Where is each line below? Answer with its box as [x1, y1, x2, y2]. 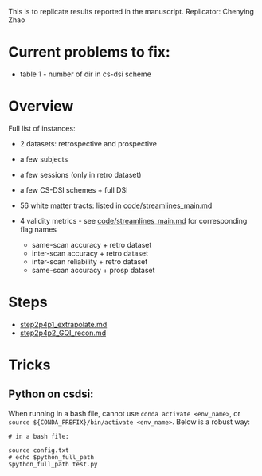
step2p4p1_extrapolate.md [19, 319, 108, 329]
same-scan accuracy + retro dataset [31, 240, 152, 249]
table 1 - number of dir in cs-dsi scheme [19, 69, 151, 79]
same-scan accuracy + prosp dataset [31, 265, 155, 275]
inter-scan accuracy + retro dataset [31, 248, 149, 258]
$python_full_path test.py [8, 460, 98, 468]
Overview [8, 97, 74, 115]
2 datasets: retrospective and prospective [19, 139, 158, 148]
